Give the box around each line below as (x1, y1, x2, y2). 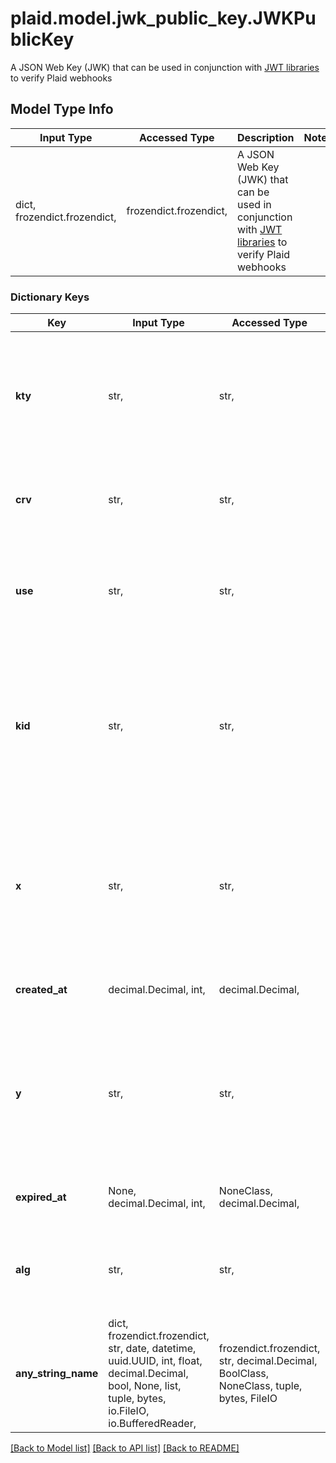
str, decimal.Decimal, (218, 1354, 318, 1368)
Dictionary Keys (10, 290, 90, 304)
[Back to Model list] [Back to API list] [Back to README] (10, 1442, 240, 1454)
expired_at (15, 1190, 67, 1204)
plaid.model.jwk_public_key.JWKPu (10, 7, 317, 30)
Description (237, 130, 295, 144)
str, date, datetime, (108, 1342, 197, 1356)
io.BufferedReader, (108, 1417, 197, 1431)
